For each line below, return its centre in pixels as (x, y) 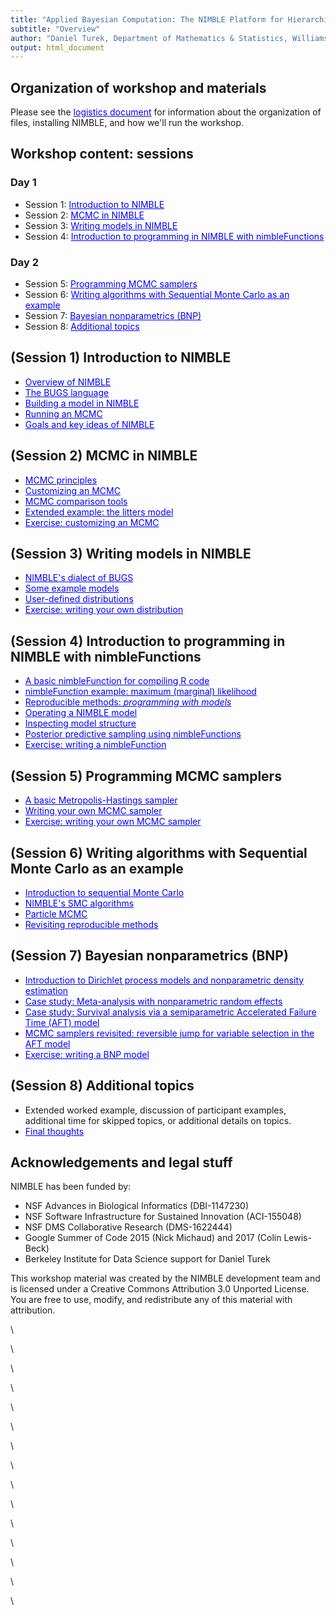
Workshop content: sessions (102, 154)
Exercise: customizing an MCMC (92, 522)
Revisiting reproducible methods (91, 924)
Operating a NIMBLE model (81, 713)
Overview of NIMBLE (68, 382)
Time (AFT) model (62, 1022)
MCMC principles (61, 480)
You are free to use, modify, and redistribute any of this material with (151, 1300)
